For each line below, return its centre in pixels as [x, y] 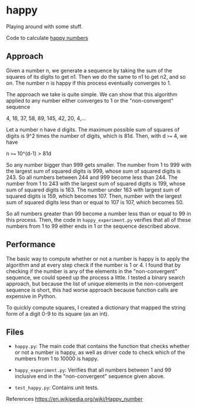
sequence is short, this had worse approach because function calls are [92, 290]
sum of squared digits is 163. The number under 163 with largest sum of [93, 190]
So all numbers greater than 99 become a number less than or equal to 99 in [98, 213]
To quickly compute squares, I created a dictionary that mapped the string [96, 307]
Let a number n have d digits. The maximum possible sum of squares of [93, 129]
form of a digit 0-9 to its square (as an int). [58, 313]
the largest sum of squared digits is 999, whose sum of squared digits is [94, 171]
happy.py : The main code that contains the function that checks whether [102, 346]
